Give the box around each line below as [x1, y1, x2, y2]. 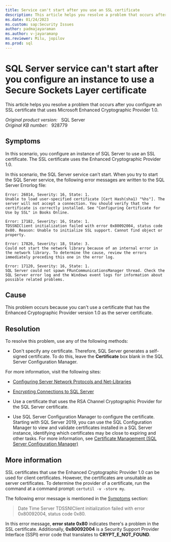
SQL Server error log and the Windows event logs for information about [5, 272, 163, 277]
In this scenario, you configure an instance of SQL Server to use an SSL [5, 150, 155, 156]
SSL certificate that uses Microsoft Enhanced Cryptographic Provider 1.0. [5, 107, 159, 113]
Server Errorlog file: [5, 182, 47, 188]
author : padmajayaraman [5, 27, 56, 32]
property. [5, 232, 26, 238]
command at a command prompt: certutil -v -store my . [5, 485, 126, 491]
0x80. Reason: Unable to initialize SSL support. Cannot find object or [5, 228, 163, 233]
